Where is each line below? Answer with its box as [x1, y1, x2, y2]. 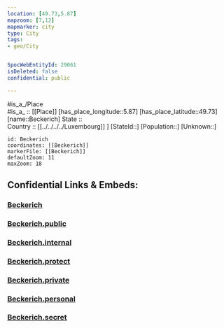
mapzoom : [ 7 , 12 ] [7, 17, 55, 24]
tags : [7, 36, 23, 43]
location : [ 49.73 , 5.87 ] [7, 10, 77, 17]
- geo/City [7, 43, 39, 50]
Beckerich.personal [7, 294, 76, 304]
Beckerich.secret [7, 313, 68, 322]
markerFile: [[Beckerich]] [7, 148, 86, 155]
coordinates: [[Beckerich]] [7, 141, 90, 149]
